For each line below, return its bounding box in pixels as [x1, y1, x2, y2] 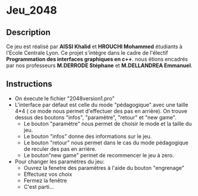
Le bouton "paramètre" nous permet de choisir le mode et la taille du [23, 120, 192, 127]
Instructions [6, 79, 52, 89]
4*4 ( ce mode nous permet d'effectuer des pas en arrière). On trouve [14, 108, 188, 115]
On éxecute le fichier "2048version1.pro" [14, 94, 115, 102]
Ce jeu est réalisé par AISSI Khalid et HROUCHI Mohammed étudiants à [6, 43, 183, 50]
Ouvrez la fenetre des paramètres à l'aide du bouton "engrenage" [23, 164, 184, 171]
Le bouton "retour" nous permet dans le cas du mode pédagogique [23, 139, 189, 146]
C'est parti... [23, 183, 55, 190]
